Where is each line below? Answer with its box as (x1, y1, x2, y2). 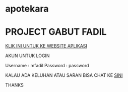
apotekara (5, 3, 49, 15)
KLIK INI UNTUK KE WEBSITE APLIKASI (5, 43, 87, 49)
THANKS (5, 82, 24, 88)
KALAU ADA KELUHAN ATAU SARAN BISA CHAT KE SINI (5, 72, 123, 78)
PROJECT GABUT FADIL (5, 26, 107, 38)
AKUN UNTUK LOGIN (5, 53, 50, 59)
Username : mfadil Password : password (5, 63, 89, 69)
